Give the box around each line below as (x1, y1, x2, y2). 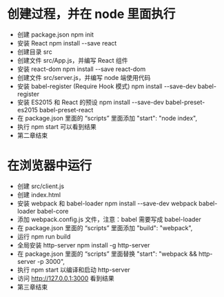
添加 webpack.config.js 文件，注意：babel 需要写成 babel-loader (17, 215, 202, 223)
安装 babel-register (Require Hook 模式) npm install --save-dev (17, 82, 196, 90)
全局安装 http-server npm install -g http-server (17, 240, 150, 249)
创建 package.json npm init (17, 30, 94, 39)
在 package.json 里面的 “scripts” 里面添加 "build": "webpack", (17, 223, 193, 232)
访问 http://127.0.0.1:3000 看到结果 (17, 274, 115, 283)
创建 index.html (17, 190, 61, 198)
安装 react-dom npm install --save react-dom (17, 65, 146, 73)
